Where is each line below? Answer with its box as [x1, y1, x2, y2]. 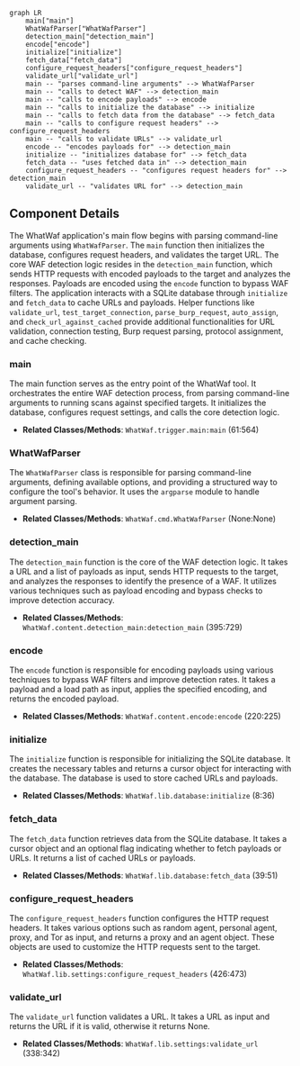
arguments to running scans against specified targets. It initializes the [9, 397, 267, 409]
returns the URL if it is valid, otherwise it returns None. [9, 1021, 211, 1032]
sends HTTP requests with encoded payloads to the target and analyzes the [9, 268, 291, 279]
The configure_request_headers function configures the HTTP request [9, 912, 269, 923]
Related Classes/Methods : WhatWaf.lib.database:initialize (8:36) [22, 790, 276, 801]
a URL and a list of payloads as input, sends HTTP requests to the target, [9, 565, 279, 576]
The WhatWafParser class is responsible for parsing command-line [9, 467, 251, 478]
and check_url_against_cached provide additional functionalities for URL [9, 316, 276, 327]
